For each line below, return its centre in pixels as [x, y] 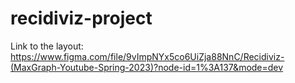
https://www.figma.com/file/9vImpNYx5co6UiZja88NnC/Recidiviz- [147, 56]
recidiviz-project [81, 18]
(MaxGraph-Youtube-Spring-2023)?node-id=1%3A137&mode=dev [147, 67]
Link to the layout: [47, 46]
